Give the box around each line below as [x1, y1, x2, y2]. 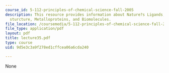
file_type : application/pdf [5, 26, 64, 31]
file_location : [5, 21, 37, 27]
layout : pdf [5, 31, 30, 36]
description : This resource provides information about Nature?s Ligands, [5, 12, 165, 17]
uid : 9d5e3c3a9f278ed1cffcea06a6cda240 [5, 45, 89, 50]
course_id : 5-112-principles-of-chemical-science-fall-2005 [5, 7, 134, 13]
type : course [5, 40, 33, 45]
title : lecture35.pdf [5, 36, 51, 41]
